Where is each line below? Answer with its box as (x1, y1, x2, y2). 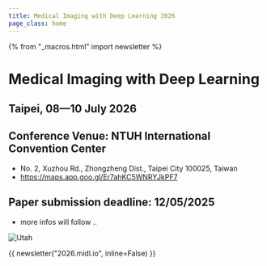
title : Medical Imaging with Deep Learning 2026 (8, 11, 176, 20)
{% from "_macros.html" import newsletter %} (8, 41, 163, 51)
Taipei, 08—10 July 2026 (8, 102, 138, 116)
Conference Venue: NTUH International (8, 129, 211, 143)
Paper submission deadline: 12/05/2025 (8, 196, 215, 209)
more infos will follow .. (19, 217, 97, 226)
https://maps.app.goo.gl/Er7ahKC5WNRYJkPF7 (19, 171, 178, 182)
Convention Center (8, 142, 107, 156)
